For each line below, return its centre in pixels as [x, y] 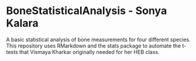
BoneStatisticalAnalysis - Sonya [87, 11]
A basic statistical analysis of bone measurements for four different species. [99, 39]
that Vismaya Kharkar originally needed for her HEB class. [89, 52]
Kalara [22, 23]
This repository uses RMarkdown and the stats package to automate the [94, 46]
